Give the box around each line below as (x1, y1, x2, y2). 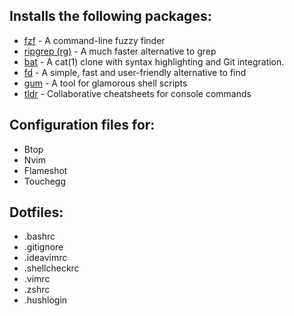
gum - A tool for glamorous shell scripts (23, 77, 188, 89)
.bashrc (23, 230, 56, 243)
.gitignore (23, 241, 64, 253)
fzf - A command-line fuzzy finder (23, 34, 166, 46)
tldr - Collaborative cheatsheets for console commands (23, 87, 252, 99)
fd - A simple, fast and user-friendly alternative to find (23, 66, 247, 78)
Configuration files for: (9, 117, 156, 134)
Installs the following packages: (9, 8, 212, 25)
